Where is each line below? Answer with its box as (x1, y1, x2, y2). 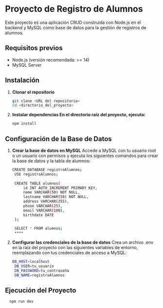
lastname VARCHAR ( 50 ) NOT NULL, (23, 195, 89, 199)
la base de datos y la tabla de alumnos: (12, 158, 91, 163)
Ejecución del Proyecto (5, 286, 76, 295)
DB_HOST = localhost (12, 259, 50, 264)
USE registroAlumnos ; (14, 172, 58, 177)
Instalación (5, 76, 40, 85)
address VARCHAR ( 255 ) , (23, 199, 69, 204)
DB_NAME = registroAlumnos (14, 272, 65, 278)
